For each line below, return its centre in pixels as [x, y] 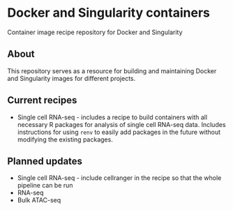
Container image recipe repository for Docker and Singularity [95, 32]
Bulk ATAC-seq [39, 200]
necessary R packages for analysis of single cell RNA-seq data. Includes [121, 124]
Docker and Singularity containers [109, 13]
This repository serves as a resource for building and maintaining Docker [112, 70]
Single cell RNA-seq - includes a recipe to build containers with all [112, 117]
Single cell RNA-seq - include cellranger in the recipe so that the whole [119, 178]
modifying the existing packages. [65, 139]
